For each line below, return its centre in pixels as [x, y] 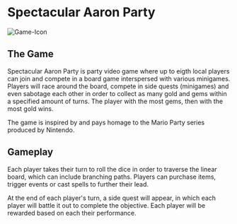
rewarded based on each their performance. [72, 213]
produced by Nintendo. [41, 130]
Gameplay [30, 152]
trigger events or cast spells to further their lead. [78, 184]
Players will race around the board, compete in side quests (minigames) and [118, 86]
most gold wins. [30, 108]
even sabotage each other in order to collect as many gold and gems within [117, 93]
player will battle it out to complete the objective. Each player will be [106, 205]
